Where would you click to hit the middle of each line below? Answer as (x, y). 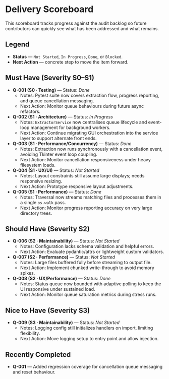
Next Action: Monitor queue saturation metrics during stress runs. (88, 295)
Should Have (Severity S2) (47, 229)
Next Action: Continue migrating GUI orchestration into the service (89, 133)
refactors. (30, 111)
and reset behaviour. (34, 372)
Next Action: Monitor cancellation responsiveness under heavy (86, 159)
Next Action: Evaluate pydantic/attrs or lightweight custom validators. (92, 252)
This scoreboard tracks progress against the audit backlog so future (76, 23)
